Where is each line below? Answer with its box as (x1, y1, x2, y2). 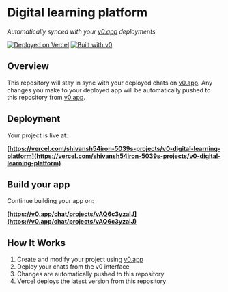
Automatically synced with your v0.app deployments (7, 27, 156, 36)
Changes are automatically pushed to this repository (16, 270, 165, 278)
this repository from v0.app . (7, 93, 85, 101)
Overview (7, 60, 50, 72)
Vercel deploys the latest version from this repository (16, 277, 167, 285)
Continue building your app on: (7, 197, 94, 205)
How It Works (7, 237, 66, 249)
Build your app (7, 178, 70, 190)
